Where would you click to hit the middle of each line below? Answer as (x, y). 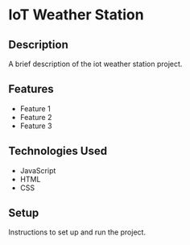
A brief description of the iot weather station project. (95, 64)
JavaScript (38, 170)
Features (31, 89)
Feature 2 (36, 117)
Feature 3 (36, 126)
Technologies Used (58, 151)
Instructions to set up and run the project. (77, 232)
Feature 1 (35, 108)
